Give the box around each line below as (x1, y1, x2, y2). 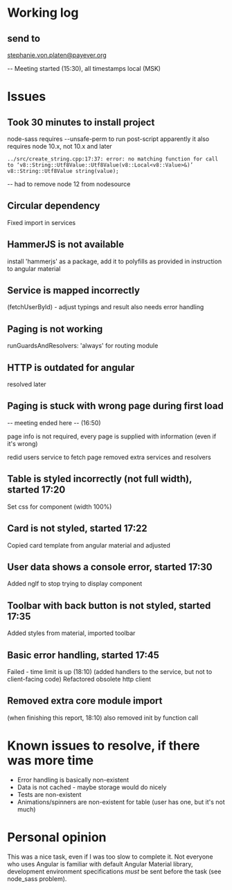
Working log (7, 5, 79, 21)
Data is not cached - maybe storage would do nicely (17, 783, 167, 791)
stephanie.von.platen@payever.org (7, 51, 107, 59)
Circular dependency (7, 200, 100, 212)
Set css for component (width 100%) (7, 502, 112, 511)
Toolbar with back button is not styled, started (7, 600, 211, 611)
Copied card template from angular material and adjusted (7, 541, 171, 550)
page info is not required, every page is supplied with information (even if (7, 432, 217, 440)
